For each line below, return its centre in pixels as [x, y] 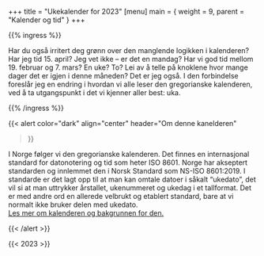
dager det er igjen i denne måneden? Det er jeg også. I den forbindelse [123, 76]
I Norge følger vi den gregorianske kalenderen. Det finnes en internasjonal [129, 154]
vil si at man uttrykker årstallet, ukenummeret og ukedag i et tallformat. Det [130, 188]
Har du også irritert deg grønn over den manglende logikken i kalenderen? [129, 50]
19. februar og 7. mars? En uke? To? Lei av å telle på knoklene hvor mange [128, 67]
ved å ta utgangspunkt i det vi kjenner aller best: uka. [94, 93]
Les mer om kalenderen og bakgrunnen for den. [86, 213]
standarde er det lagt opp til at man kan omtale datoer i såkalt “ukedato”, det [132, 179]
